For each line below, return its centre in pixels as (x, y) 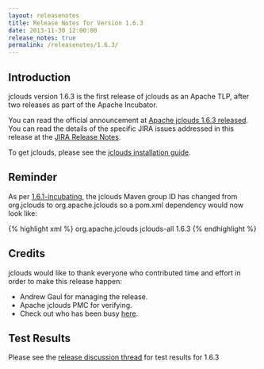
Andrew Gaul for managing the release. (84, 296)
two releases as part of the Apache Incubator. (83, 105)
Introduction (40, 77)
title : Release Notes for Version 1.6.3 (76, 23)
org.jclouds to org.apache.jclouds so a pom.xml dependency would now (126, 205)
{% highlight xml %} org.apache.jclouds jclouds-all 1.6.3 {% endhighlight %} (132, 229)
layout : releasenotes (44, 15)
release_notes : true (42, 38)
